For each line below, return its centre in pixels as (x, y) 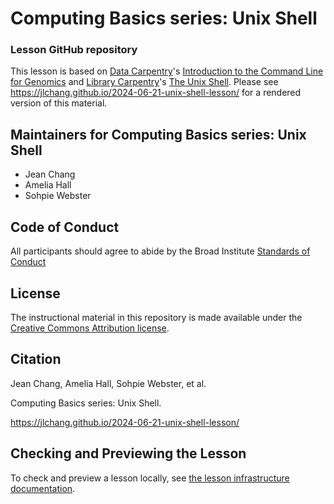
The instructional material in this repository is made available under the (156, 317)
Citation (36, 359)
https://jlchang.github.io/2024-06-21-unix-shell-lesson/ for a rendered (156, 93)
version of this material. (59, 103)
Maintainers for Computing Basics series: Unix (158, 134)
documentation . (43, 488)
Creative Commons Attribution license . (90, 328)
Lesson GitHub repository (74, 50)
